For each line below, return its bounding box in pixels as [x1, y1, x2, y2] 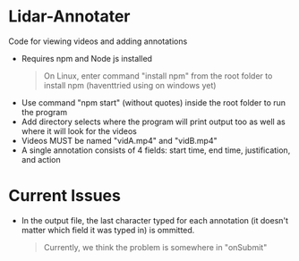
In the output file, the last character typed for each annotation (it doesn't [21, 215, 288, 225]
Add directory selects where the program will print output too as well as [21, 116, 286, 127]
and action [21, 154, 61, 164]
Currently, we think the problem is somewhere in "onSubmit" [43, 241, 268, 252]
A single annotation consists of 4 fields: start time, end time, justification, [21, 145, 291, 156]
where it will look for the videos [21, 125, 138, 136]
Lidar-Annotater [8, 6, 131, 27]
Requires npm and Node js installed [21, 53, 153, 63]
